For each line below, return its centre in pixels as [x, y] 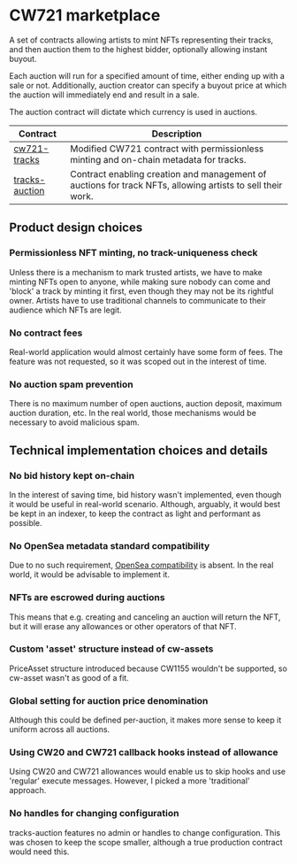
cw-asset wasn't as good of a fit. [69, 677]
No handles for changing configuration [94, 814]
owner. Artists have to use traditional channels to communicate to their [138, 300]
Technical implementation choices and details [138, 450]
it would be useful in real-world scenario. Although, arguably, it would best [145, 504]
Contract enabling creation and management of [168, 174]
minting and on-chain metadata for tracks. [158, 159]
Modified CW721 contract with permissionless [167, 149]
